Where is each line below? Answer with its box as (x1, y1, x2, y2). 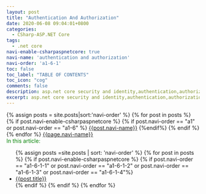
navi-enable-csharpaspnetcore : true (6, 49, 100, 55)
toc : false (6, 65, 34, 72)
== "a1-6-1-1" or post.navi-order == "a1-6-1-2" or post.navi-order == (15, 162, 189, 169)
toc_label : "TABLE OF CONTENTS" (6, 72, 89, 78)
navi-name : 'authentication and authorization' (6, 54, 131, 61)
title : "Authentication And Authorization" (6, 15, 120, 21)
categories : (6, 26, 37, 32)
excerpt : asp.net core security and (6, 94, 100, 100)
